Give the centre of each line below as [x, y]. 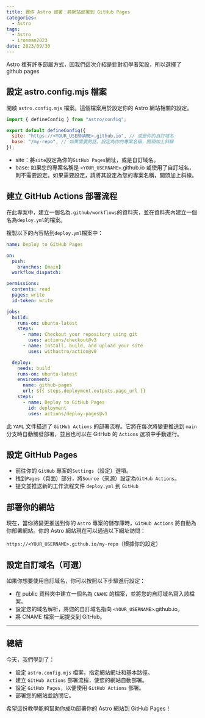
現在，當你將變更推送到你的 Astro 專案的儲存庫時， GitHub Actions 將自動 [99, 523]
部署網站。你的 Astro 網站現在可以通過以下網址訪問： [78, 531]
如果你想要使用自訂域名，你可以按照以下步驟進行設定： [76, 580]
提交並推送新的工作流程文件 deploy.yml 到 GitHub [77, 486]
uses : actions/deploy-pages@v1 [68, 413]
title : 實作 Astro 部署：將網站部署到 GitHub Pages [68, 12]
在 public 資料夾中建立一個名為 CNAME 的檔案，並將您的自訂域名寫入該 [102, 593]
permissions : [23, 284]
